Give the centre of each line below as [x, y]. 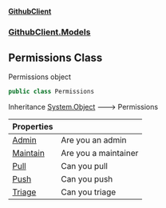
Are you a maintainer [100, 154]
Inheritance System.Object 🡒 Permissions [83, 107]
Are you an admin [94, 140]
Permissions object [40, 77]
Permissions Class [55, 57]
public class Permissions [51, 92]
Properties [33, 126]
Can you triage [89, 192]
